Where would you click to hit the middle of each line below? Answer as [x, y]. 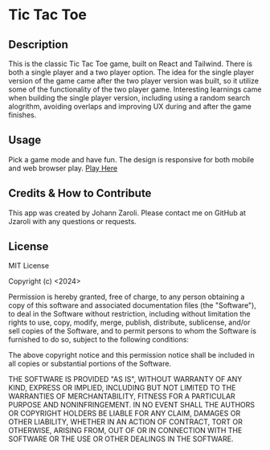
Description [38, 45]
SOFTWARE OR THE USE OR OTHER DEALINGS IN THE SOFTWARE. [121, 439]
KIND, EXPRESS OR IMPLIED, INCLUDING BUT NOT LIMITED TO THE [122, 388]
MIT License [29, 266]
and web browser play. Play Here [63, 168]
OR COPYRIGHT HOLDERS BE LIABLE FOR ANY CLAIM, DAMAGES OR [125, 413]
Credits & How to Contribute [80, 193]
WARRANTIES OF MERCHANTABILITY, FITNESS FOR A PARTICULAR [122, 396]
